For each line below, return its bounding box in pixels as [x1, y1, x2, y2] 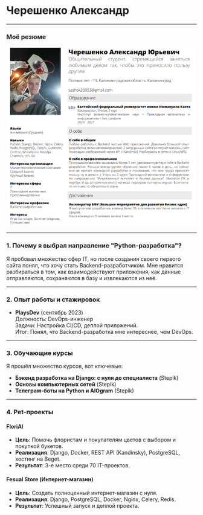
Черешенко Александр [6, 4, 130, 18]
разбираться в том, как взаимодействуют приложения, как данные [6, 268, 181, 275]
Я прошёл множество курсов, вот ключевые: [6, 363, 123, 370]
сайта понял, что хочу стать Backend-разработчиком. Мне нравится [6, 261, 184, 269]
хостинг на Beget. [14, 455, 61, 462]
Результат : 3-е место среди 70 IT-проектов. [14, 462, 130, 469]
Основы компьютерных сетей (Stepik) [14, 381, 117, 388]
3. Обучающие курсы [6, 348, 73, 357]
